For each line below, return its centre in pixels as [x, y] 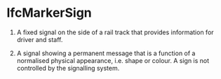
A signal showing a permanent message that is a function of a [106, 53]
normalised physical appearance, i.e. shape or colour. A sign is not [113, 60]
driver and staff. [40, 39]
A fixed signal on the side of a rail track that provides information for [115, 32]
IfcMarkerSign [49, 13]
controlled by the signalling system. [68, 68]
